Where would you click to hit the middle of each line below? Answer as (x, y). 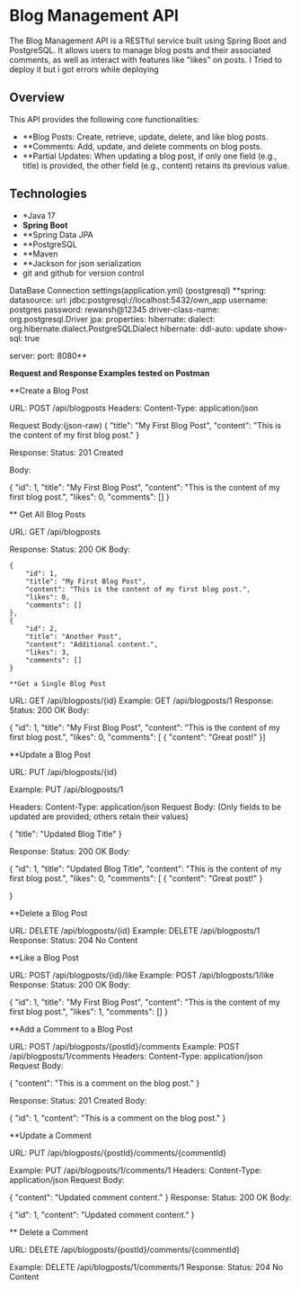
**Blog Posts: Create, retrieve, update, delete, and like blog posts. (145, 137)
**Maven (40, 254)
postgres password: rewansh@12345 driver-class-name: (115, 309)
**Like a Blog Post (44, 957)
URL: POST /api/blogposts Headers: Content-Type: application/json (134, 408)
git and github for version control (83, 273)
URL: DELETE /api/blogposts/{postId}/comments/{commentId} (125, 1249)
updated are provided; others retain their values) (99, 816)
